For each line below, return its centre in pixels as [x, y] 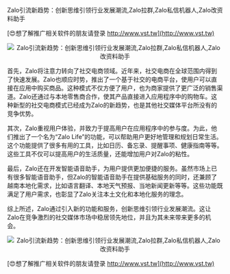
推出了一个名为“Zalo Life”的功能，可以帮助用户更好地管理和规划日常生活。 [117, 137]
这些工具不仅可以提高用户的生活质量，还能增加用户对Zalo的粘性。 [100, 154]
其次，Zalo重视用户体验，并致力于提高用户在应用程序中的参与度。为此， [109, 128]
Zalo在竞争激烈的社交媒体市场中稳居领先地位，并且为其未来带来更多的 [106, 217]
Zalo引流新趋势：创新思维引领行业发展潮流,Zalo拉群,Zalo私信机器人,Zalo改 [112, 10]
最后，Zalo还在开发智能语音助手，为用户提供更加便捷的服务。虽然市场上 [109, 169]
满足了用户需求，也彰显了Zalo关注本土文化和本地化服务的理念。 [97, 194]
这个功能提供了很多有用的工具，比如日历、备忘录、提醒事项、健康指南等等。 [115, 145]
